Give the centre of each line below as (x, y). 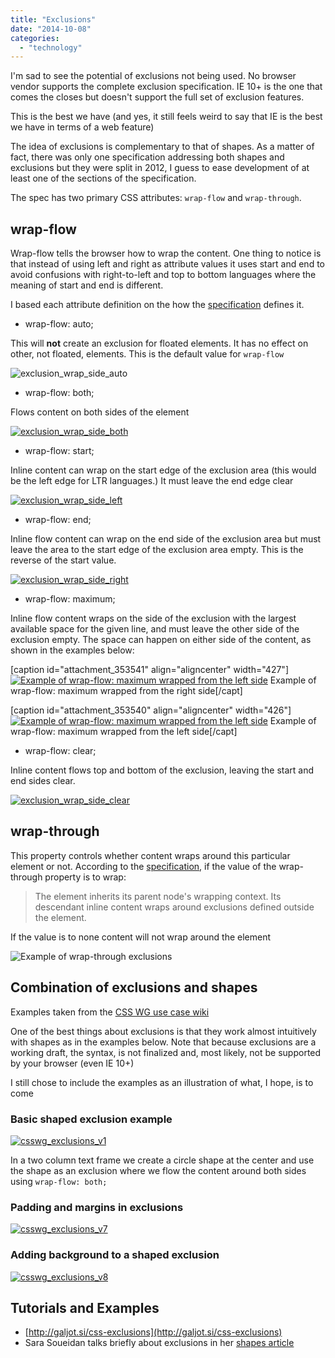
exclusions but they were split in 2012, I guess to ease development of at (160, 168)
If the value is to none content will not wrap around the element (141, 937)
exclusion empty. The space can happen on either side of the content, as (161, 640)
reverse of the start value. (63, 560)
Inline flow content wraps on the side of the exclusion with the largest (153, 618)
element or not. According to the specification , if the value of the (143, 866)
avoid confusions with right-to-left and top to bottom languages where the (163, 275)
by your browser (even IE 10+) (72, 1063)
